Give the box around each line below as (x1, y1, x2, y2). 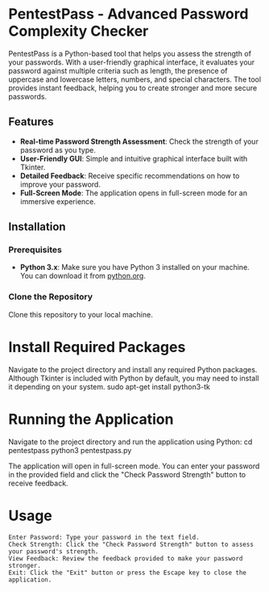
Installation (8, 220, 66, 234)
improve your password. (19, 179, 101, 189)
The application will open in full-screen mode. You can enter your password (8, 461, 260, 471)
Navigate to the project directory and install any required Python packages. (8, 364, 258, 374)
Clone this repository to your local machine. (8, 309, 153, 319)
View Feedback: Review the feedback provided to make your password (8, 554, 243, 562)
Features (8, 115, 54, 129)
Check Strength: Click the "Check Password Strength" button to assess (8, 540, 254, 548)
